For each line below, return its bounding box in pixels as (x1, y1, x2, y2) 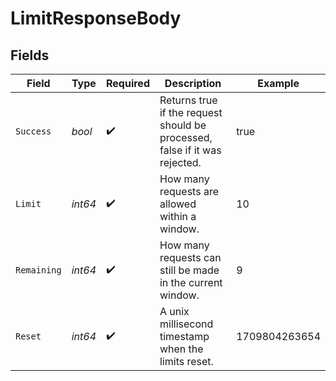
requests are (159, 185, 219, 198)
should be (159, 118, 207, 132)
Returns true (159, 93, 218, 107)
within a (159, 210, 197, 223)
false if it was (159, 143, 222, 157)
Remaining (15, 265, 62, 276)
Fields (10, 47, 50, 64)
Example (257, 77, 300, 90)
